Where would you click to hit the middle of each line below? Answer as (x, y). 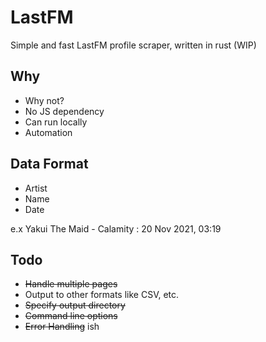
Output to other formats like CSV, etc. (102, 295)
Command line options (71, 316)
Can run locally (56, 122)
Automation (48, 132)
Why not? (44, 100)
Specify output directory (75, 305)
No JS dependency (64, 111)
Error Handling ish (62, 327)
